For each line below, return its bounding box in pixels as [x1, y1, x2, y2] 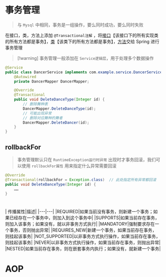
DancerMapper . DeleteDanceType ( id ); [23, 106, 96, 111]
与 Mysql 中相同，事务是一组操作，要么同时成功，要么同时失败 [17, 22, 144, 28]
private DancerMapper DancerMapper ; [14, 79, 90, 84]
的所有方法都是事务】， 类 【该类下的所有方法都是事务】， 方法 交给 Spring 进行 [5, 38, 160, 45]
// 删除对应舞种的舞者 [23, 115, 63, 120]
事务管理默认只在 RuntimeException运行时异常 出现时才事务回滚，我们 [17, 157, 156, 162]
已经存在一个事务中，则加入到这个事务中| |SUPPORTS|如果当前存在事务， [9, 215, 160, 221]
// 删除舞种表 [23, 102, 48, 107]
